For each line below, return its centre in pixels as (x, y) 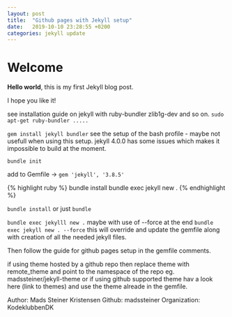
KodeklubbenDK (31, 307)
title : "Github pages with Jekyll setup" (70, 20)
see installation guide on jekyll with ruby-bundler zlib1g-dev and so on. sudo (116, 114)
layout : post (26, 14)
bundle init (24, 161)
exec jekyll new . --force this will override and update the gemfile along (114, 230)
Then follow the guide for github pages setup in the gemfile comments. (109, 251)
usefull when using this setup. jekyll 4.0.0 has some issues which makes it (114, 141)
